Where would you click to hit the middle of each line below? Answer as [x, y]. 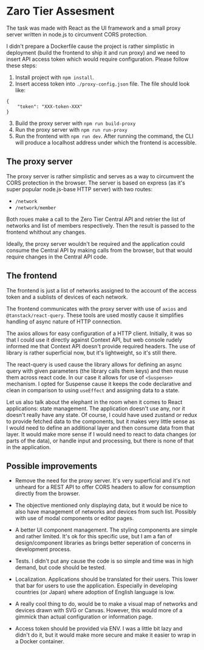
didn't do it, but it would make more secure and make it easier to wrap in [105, 635]
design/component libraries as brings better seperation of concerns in [103, 543]
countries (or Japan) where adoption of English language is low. [95, 592]
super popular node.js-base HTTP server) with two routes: [80, 189]
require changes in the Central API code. [57, 257]
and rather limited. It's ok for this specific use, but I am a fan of [93, 537]
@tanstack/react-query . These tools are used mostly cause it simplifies [95, 315]
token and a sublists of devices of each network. [67, 297]
